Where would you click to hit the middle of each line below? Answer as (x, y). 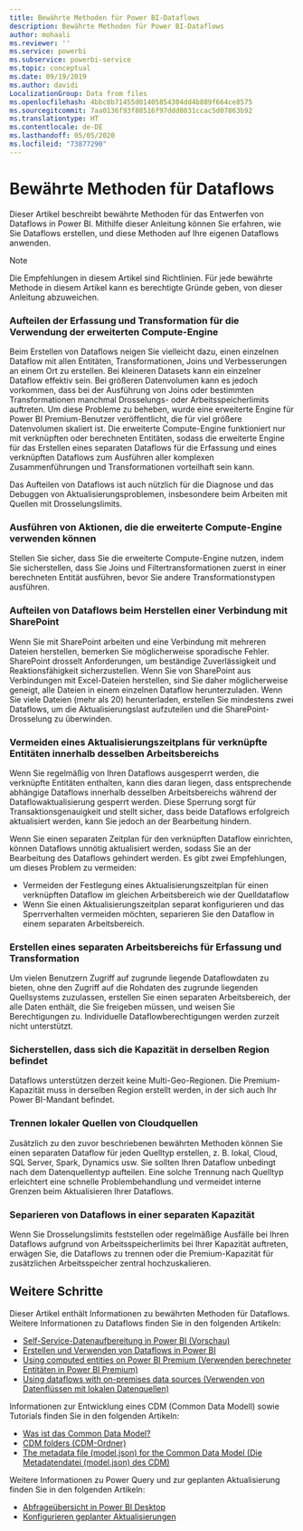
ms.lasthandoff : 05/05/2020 (62, 136)
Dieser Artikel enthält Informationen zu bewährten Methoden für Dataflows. (150, 1313)
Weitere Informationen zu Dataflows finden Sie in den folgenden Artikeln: (145, 1323)
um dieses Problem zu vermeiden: (73, 867)
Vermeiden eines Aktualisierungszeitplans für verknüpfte (138, 742)
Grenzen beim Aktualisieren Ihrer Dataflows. (91, 1191)
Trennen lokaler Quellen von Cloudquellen (104, 1124)
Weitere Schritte (57, 1292)
